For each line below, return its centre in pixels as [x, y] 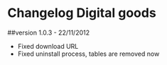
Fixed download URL [48, 46]
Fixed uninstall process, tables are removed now [88, 54]
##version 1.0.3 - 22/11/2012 [49, 32]
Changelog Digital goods [82, 13]
